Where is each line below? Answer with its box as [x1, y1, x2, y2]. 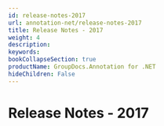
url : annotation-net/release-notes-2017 [8, 19, 143, 27]
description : [8, 41, 51, 49]
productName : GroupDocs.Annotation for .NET [8, 63, 156, 71]
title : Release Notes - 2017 [8, 26, 104, 34]
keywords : [8, 48, 41, 56]
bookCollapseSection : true [8, 56, 97, 64]
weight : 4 [8, 33, 41, 42]
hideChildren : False [8, 70, 76, 78]
